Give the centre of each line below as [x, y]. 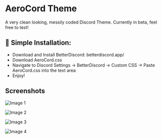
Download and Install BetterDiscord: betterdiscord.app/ [68, 55]
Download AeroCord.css [37, 60]
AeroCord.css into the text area [44, 70]
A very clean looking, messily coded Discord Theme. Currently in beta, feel [81, 22]
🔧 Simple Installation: [38, 43]
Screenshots [25, 91]
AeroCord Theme [41, 9]
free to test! [17, 27]
